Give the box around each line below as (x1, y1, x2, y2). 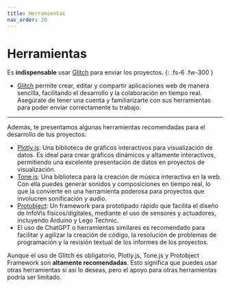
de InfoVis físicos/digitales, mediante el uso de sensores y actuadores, (16, 209, 217, 218)
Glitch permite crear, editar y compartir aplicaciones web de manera (16, 81, 210, 90)
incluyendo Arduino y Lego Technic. (16, 216, 119, 224)
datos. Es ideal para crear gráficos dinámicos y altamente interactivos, (16, 151, 216, 159)
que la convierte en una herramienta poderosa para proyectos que (16, 187, 205, 196)
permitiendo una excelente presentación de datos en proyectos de (16, 158, 205, 166)
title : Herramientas (7, 10, 66, 17)
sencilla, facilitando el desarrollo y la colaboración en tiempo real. (16, 89, 202, 97)
